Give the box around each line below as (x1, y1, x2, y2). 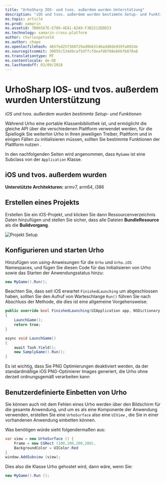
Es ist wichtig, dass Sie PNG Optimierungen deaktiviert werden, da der (5, 363, 149, 369)
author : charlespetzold (5, 35, 54, 40)
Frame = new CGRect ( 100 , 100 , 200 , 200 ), (14, 441, 96, 446)
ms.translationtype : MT (5, 53, 54, 59)
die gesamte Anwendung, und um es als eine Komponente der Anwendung (5, 406, 158, 412)
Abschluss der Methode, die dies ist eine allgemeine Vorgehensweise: (5, 299, 148, 305)
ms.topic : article (5, 16, 43, 21)
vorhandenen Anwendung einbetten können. (5, 417, 96, 423)
